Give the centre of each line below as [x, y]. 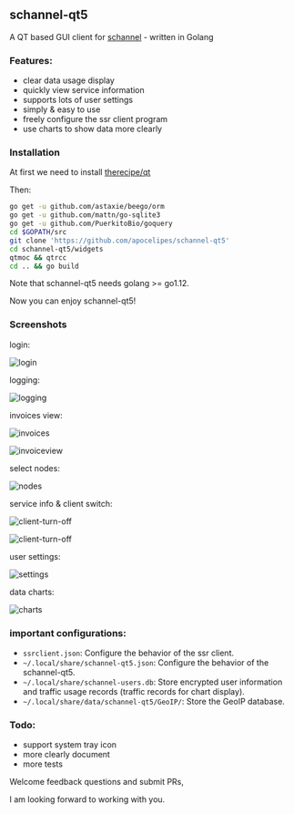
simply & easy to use [61, 109]
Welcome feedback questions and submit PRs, [97, 782]
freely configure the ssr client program [95, 119]
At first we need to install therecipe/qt [80, 172]
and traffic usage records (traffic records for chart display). [134, 691]
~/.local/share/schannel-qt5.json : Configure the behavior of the [146, 663]
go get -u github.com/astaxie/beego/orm [87, 207]
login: [20, 345]
